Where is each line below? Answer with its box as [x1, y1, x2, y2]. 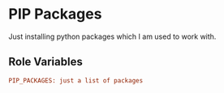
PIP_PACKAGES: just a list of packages [8, 76, 144, 85]
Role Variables [8, 55, 83, 69]
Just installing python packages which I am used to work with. [8, 32, 217, 41]
